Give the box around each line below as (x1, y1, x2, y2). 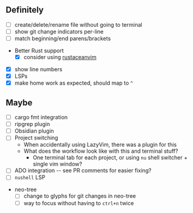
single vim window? (32, 161, 83, 168)
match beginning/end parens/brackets (14, 35, 111, 42)
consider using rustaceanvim (23, 54, 97, 60)
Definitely (5, 5, 44, 15)
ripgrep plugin (14, 120, 50, 128)
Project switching (14, 134, 58, 142)
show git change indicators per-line (14, 27, 104, 35)
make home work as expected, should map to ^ (14, 79, 133, 87)
